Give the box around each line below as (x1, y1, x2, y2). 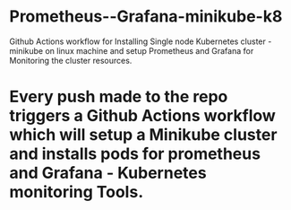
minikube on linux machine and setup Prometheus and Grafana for (9, 45, 254, 56)
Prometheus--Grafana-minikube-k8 (9, 6, 283, 27)
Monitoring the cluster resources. (9, 55, 133, 66)
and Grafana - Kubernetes (9, 163, 208, 183)
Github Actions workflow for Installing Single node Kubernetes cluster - (9, 36, 272, 47)
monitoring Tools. (9, 182, 144, 203)
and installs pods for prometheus (9, 144, 261, 164)
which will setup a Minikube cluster (9, 125, 278, 145)
